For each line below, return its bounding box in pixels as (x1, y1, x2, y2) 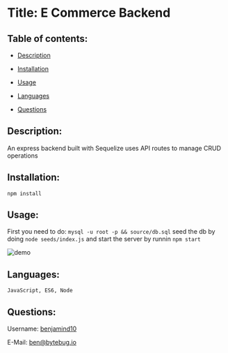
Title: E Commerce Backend (7, 5, 171, 21)
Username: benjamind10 (7, 324, 77, 333)
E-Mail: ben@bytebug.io (7, 338, 76, 347)
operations (7, 151, 38, 160)
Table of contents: (7, 33, 88, 45)
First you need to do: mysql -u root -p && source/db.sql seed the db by (7, 227, 215, 236)
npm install (7, 190, 42, 197)
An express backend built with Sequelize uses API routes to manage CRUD (7, 144, 221, 152)
